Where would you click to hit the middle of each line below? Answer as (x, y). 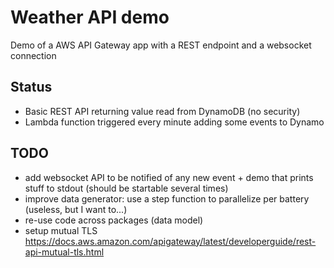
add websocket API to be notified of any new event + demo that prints (169, 177)
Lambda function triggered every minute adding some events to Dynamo (174, 122)
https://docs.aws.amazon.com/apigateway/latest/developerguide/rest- (170, 241)
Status (31, 87)
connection (33, 55)
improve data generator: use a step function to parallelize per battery (167, 198)
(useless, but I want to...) (76, 209)
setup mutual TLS (61, 230)
